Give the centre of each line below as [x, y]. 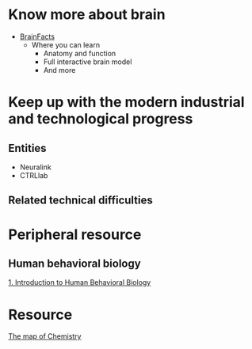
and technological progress [101, 119]
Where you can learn [66, 44]
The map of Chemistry [45, 336]
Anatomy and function [80, 53]
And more [59, 70]
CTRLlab [34, 175]
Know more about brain [87, 15]
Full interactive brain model [88, 62]
